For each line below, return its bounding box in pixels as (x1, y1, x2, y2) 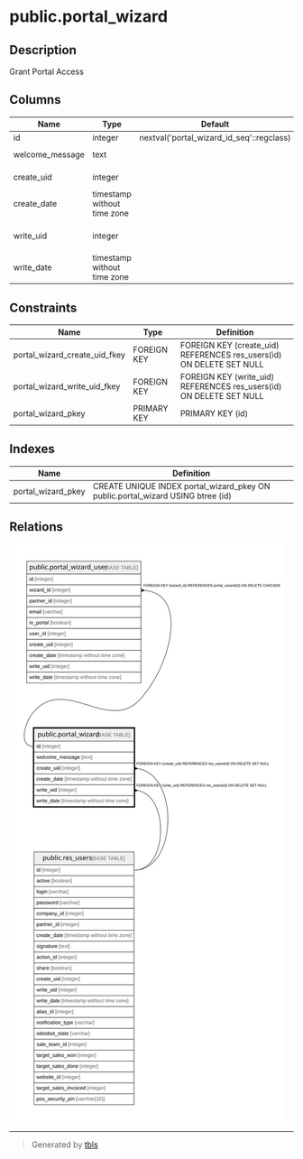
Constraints (9, 300, 78, 315)
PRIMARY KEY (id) (179, 408, 249, 419)
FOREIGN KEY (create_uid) (179, 339, 280, 350)
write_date (13, 262, 52, 273)
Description (9, 42, 77, 58)
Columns (9, 92, 61, 107)
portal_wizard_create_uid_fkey (13, 349, 126, 360)
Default (200, 119, 230, 130)
